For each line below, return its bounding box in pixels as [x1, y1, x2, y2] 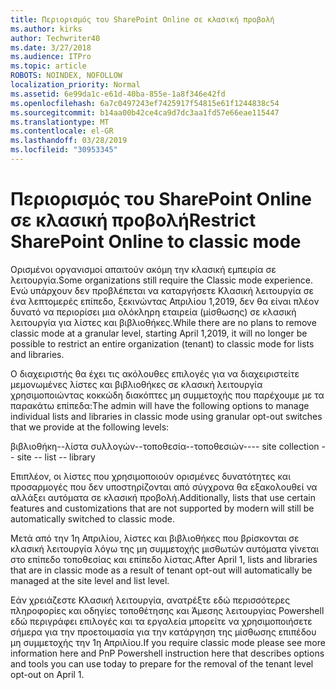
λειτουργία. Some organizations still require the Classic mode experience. [10, 274, 313, 286]
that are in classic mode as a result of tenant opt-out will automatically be [10, 564, 313, 576]
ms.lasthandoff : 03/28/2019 [10, 136, 128, 146]
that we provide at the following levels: [10, 421, 170, 433]
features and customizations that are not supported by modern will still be [10, 502, 315, 514]
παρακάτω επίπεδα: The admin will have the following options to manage [10, 399, 310, 411]
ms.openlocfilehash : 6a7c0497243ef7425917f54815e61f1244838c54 [10, 98, 280, 108]
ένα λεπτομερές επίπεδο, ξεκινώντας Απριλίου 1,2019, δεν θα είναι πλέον [10, 295, 320, 307]
